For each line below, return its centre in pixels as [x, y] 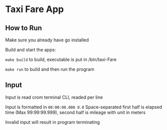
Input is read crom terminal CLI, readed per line [54, 97]
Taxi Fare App [34, 9]
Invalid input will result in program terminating [53, 122]
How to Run [24, 28]
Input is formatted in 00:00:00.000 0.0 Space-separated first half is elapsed [84, 107]
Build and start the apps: [31, 50]
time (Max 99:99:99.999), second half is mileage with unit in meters [75, 112]
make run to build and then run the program [50, 69]
